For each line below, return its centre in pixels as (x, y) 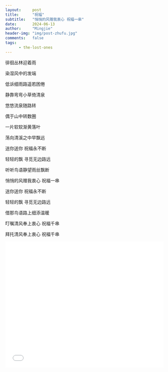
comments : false (24, 38)
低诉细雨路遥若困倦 (25, 84)
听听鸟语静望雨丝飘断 (27, 170)
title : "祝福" (25, 15)
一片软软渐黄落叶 (23, 127)
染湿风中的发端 (21, 73)
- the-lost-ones (35, 47)
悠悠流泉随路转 (21, 105)
